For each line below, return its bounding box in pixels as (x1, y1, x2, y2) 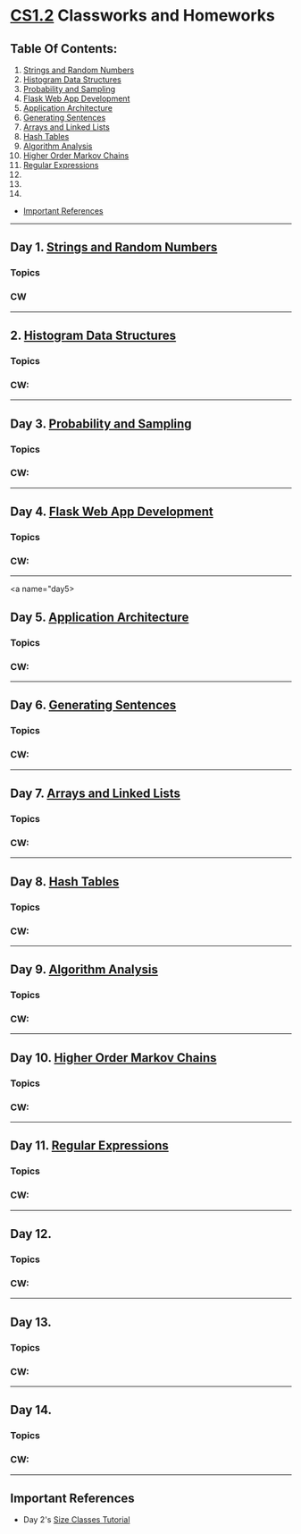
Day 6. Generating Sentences (10, 698, 177, 713)
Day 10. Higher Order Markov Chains (10, 1050, 217, 1065)
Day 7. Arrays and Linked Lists (10, 786, 181, 801)
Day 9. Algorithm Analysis (10, 962, 159, 978)
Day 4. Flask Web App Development (10, 504, 213, 520)
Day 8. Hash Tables (10, 874, 120, 889)
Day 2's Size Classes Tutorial (22, 1514, 130, 1525)
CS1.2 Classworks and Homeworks (10, 5, 275, 26)
